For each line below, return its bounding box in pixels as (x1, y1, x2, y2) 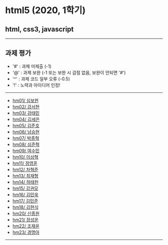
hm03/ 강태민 (12, 110, 40, 116)
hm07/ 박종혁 (12, 135, 39, 141)
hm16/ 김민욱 (12, 191, 38, 197)
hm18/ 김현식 (12, 204, 38, 210)
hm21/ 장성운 (12, 216, 39, 222)
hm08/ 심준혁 (12, 141, 40, 147)
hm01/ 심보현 (12, 97, 39, 103)
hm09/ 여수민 (12, 148, 40, 154)
